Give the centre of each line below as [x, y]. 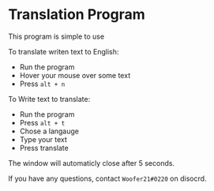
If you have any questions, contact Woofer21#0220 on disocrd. [107, 178]
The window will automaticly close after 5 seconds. [92, 163]
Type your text [43, 139]
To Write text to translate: [49, 99]
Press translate [44, 148]
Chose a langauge [49, 131]
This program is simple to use [56, 36]
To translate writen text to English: [64, 51]
